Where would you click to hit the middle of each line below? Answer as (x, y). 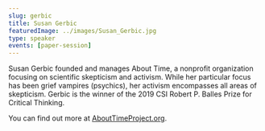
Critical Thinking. (37, 103)
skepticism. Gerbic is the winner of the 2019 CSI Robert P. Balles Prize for (130, 94)
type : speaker (32, 38)
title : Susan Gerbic (43, 23)
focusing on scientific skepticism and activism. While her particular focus (130, 77)
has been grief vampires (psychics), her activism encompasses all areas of (133, 86)
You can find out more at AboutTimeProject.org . (88, 118)
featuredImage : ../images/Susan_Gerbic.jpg (83, 31)
